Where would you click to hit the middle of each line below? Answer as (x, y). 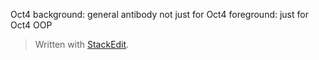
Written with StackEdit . (82, 44)
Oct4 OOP (31, 25)
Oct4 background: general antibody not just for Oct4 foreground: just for (159, 14)
